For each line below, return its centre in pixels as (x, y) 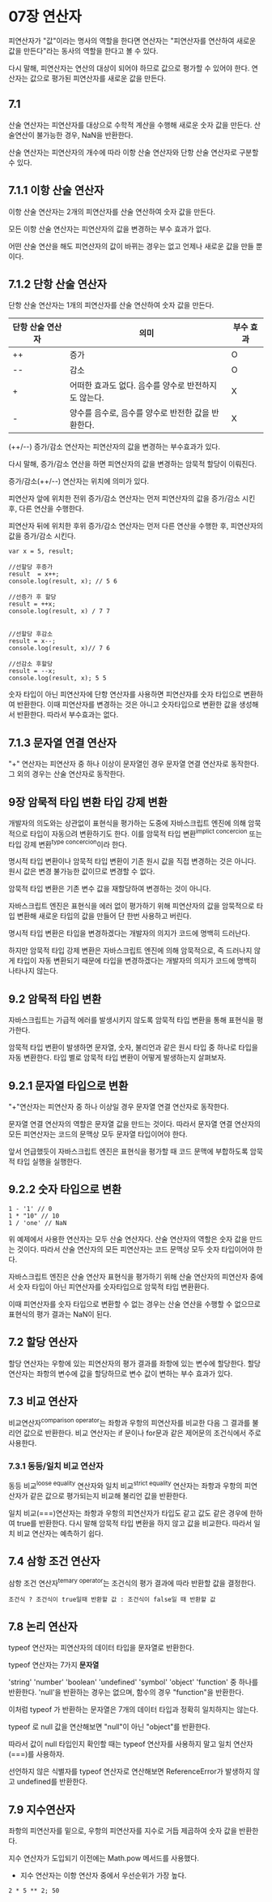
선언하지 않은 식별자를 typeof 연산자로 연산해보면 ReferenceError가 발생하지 (130, 1771)
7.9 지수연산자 (42, 1810)
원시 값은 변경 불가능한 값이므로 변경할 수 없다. (82, 871)
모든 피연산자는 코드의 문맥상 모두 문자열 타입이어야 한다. (98, 1134)
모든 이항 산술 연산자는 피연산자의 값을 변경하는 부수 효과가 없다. (110, 229)
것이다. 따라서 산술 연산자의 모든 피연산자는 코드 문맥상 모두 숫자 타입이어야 (136, 1249)
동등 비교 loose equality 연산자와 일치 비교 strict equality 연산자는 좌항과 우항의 (125, 1485)
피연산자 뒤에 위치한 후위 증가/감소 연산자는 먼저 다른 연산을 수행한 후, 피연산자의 (136, 526)
